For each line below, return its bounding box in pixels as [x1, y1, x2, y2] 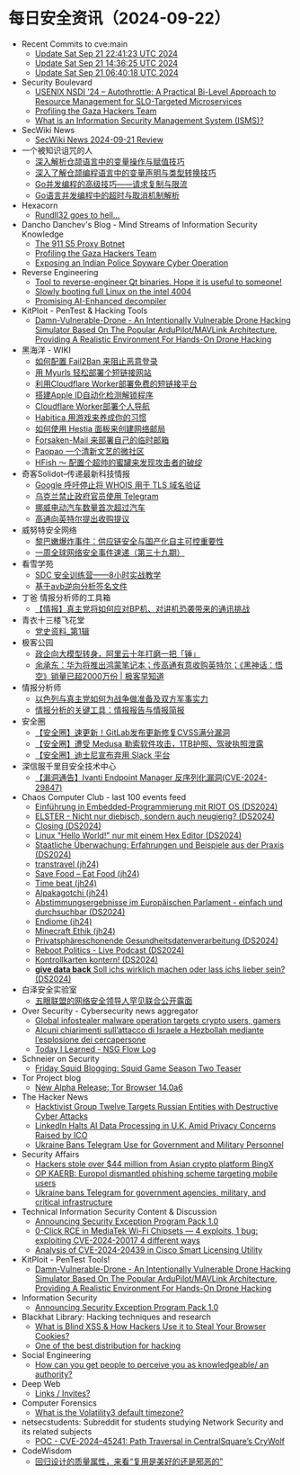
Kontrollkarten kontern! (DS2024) [34, 954, 159, 965]
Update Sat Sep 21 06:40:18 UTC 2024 [34, 67, 179, 77]
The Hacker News [21, 1091, 89, 1102]
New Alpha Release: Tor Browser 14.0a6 [34, 1082, 183, 1093]
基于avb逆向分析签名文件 [34, 580, 128, 591]
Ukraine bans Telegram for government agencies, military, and [34, 1187, 267, 1198]
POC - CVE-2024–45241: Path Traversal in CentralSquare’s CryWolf [34, 1435, 285, 1446]
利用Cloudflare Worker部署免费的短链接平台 [34, 378, 198, 389]
